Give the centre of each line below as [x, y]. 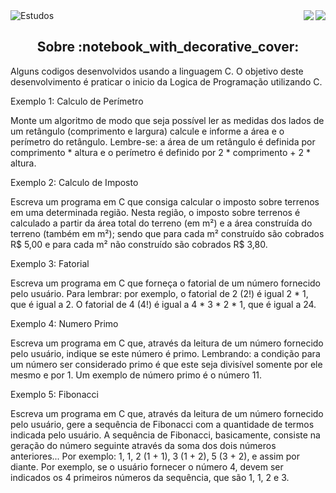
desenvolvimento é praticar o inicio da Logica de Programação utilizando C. [166, 81]
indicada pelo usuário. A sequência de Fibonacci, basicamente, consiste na [165, 435]
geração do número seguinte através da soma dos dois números [143, 445]
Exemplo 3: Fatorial [50, 263]
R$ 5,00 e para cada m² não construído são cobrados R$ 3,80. [139, 244]
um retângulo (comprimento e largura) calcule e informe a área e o [147, 131]
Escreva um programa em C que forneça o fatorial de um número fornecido [166, 283]
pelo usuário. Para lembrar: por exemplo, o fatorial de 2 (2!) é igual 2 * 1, [159, 293]
